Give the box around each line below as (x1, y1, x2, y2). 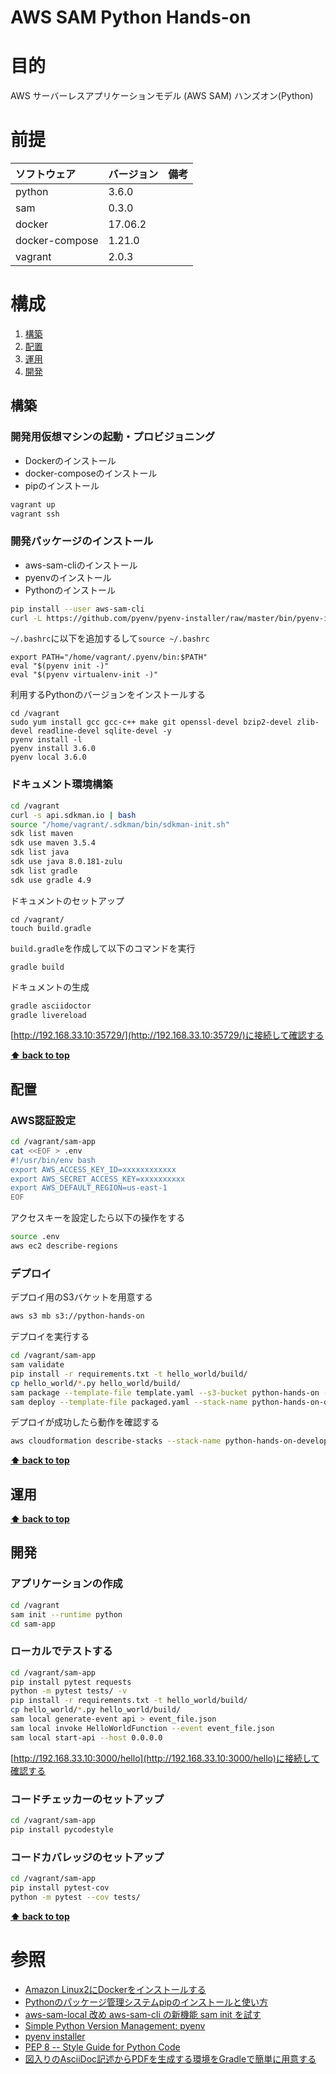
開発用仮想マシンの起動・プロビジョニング (10, 430, 216, 444)
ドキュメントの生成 (10, 981, 90, 993)
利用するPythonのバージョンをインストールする (10, 689, 206, 701)
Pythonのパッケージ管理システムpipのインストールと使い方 (24, 1996, 268, 2008)
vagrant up (10, 499, 56, 510)
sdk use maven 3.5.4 (10, 838, 97, 848)
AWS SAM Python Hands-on (10, 6, 252, 29)
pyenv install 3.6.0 (10, 744, 97, 754)
